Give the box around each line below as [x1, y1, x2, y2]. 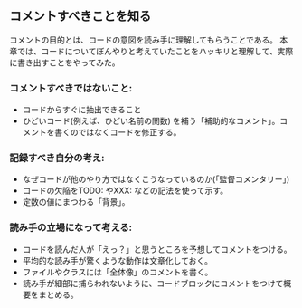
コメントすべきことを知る [9, 8, 152, 24]
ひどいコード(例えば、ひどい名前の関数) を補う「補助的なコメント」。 [22, 116, 280, 127]
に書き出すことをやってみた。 [9, 57, 120, 68]
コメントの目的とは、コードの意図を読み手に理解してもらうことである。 [9, 34, 278, 45]
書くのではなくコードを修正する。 [53, 127, 182, 138]
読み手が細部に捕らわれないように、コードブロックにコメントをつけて [22, 277, 284, 288]
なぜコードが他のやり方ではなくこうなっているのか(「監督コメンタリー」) [22, 174, 290, 185]
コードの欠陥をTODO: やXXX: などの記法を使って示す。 [22, 185, 229, 197]
